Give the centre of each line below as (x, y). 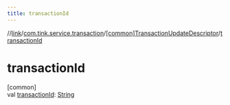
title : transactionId (38, 13)
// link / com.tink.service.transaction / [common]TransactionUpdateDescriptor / (114, 33)
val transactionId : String (41, 94)
